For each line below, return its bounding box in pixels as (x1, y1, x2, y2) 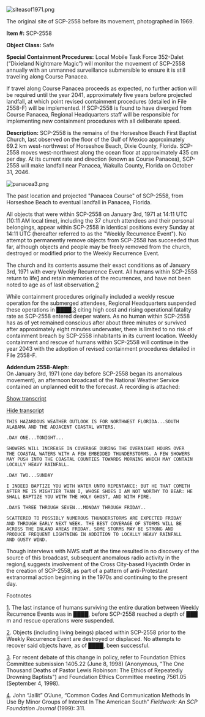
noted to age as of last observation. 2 (6, 281, 99, 288)
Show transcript (6, 395, 47, 402)
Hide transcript (6, 407, 44, 414)
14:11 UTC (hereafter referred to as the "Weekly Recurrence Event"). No (6, 230, 187, 237)
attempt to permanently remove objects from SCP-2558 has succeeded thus (6, 237, 199, 243)
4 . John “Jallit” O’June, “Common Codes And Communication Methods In (6, 692, 191, 699)
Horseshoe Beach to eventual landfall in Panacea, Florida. (6, 199, 152, 205)
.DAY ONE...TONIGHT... (6, 435, 64, 441)
